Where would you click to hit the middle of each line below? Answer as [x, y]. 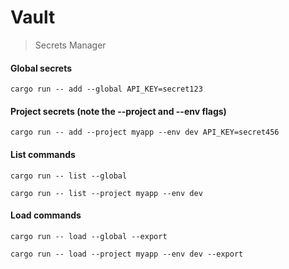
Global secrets [41, 68]
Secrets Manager [70, 45]
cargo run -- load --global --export [89, 236]
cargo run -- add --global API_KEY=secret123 [106, 89]
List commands [43, 154]
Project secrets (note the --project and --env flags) [118, 111]
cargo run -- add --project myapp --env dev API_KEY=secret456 [145, 132]
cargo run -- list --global [69, 176]
